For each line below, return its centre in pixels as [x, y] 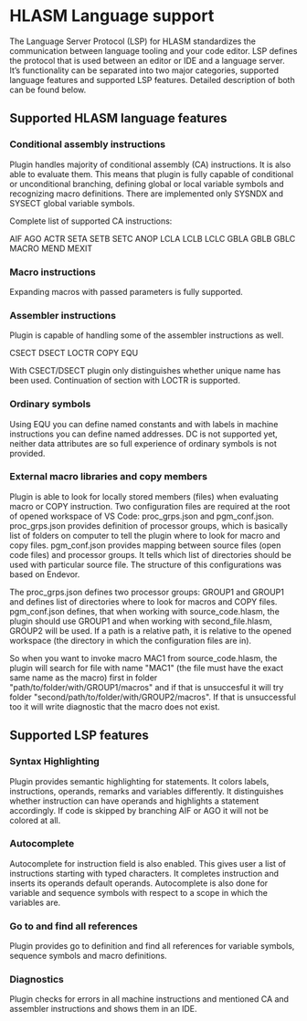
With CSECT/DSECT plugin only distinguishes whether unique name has [145, 371]
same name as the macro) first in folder [84, 678]
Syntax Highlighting [55, 762]
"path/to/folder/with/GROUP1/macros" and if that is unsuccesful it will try [147, 687]
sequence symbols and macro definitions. [88, 956]
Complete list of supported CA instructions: [91, 221]
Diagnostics [37, 980]
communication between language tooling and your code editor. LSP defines [153, 50]
